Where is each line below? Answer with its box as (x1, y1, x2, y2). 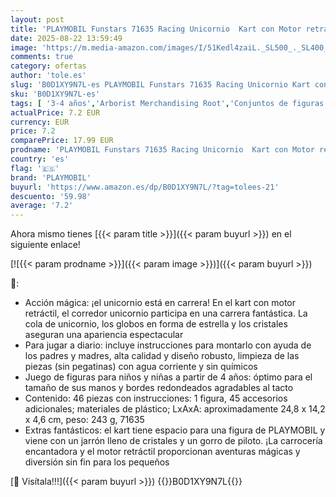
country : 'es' (10, 154, 70, 164)
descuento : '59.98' (10, 191, 92, 201)
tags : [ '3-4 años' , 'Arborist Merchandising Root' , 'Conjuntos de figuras (10, 98, 325, 108)
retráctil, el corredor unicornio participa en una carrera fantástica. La (24, 307, 308, 320)
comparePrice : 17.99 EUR (10, 136, 114, 146)
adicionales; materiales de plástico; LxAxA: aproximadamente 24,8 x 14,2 (24, 403, 326, 415)
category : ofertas (10, 61, 87, 71)
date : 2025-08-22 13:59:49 (10, 33, 123, 43)
